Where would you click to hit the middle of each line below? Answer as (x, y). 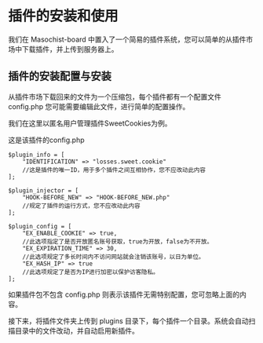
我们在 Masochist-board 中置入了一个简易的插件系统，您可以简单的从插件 (127, 39)
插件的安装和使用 (64, 16)
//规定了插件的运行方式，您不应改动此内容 (81, 206)
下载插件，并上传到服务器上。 (70, 49)
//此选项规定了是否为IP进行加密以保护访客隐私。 (91, 272)
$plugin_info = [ (37, 155)
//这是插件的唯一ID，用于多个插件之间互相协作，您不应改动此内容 (114, 170)
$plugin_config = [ (40, 226)
